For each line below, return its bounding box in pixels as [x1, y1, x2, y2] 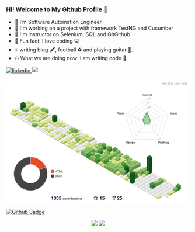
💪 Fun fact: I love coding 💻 [14, 37, 80, 44]
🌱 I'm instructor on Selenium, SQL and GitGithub [14, 31, 130, 38]
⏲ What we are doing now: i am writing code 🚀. [14, 55, 128, 62]
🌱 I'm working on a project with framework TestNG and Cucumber [14, 25, 174, 32]
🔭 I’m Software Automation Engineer [14, 19, 102, 26]
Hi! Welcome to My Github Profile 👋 [6, 5, 108, 13]
